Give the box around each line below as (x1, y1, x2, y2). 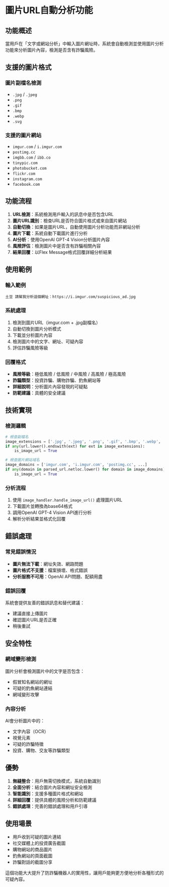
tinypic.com (12, 160, 38, 166)
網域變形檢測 (5, 656, 37, 663)
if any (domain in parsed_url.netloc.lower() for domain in (5, 467, 132, 472)
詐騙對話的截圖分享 (12, 859, 53, 865)
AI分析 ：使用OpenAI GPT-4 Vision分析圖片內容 (12, 236, 110, 242)
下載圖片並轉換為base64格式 (12, 503, 73, 509)
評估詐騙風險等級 (12, 344, 48, 351)
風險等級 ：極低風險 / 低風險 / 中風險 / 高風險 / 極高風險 (12, 371, 126, 377)
